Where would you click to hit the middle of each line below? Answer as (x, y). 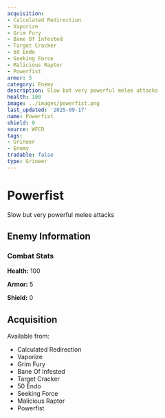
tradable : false (30, 155)
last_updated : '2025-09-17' (47, 110)
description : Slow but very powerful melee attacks (82, 91)
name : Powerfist (30, 116)
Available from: (28, 336)
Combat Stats (31, 256)
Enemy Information (49, 237)
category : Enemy (30, 84)
